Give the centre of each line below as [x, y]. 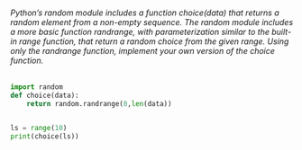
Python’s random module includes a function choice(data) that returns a [145, 13]
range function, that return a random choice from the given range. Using [154, 41]
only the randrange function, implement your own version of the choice [143, 50]
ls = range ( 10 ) [39, 128]
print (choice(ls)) [45, 136]
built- [281, 31]
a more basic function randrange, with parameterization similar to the [140, 31]
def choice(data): [45, 96]
